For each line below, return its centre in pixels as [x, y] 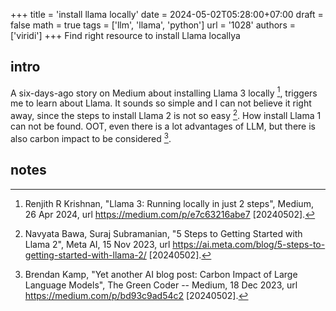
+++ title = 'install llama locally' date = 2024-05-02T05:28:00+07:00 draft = [167, 14]
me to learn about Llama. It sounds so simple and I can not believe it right [161, 103]
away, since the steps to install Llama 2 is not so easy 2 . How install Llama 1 [166, 115]
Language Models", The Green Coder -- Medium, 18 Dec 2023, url [161, 285]
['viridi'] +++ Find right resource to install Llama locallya [125, 35]
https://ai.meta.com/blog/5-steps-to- [249, 244]
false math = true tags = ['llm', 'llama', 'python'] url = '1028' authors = [153, 25]
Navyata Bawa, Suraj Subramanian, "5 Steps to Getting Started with [163, 233]
